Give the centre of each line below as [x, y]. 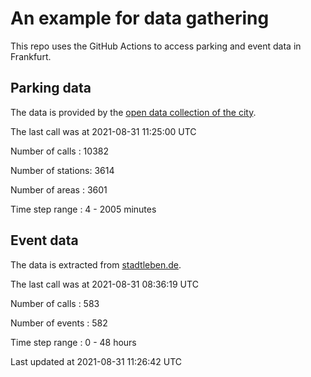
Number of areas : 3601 [59, 189]
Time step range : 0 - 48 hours [73, 342]
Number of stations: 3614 [62, 170]
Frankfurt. [31, 56]
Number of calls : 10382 [59, 151]
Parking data [51, 88]
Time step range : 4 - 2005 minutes [83, 209]
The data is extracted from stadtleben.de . [96, 264]
